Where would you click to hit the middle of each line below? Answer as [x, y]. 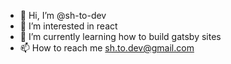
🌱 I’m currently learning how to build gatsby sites [120, 36]
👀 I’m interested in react [68, 26]
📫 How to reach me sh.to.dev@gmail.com [107, 48]
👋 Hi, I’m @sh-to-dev [63, 15]
